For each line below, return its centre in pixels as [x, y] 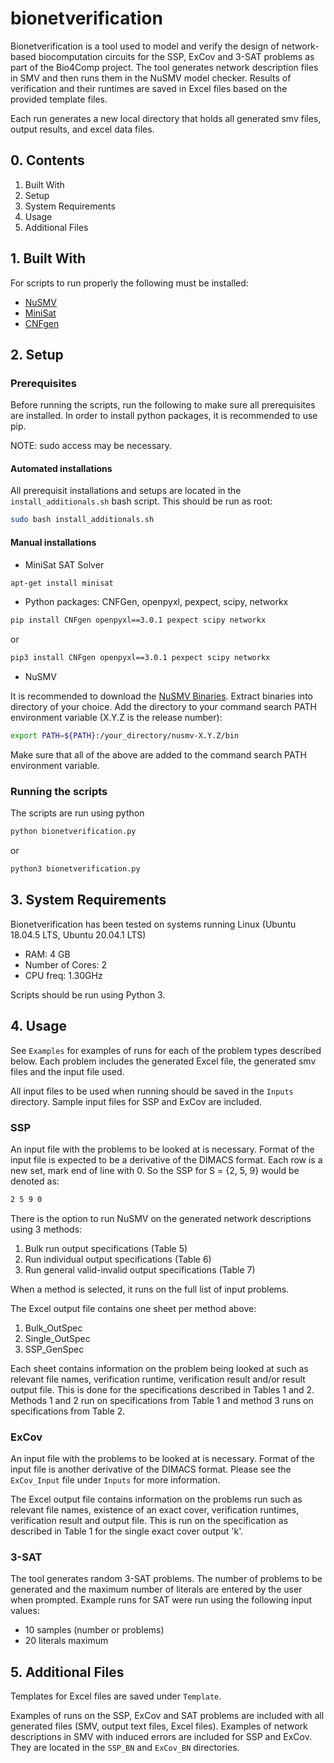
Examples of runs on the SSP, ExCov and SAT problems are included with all [167, 1716]
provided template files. [59, 99]
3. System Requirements [88, 900]
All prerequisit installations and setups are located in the [126, 491]
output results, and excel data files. [82, 129]
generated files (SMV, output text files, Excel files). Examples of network [159, 1726]
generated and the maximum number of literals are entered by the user [156, 1589]
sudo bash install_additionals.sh [82, 520]
